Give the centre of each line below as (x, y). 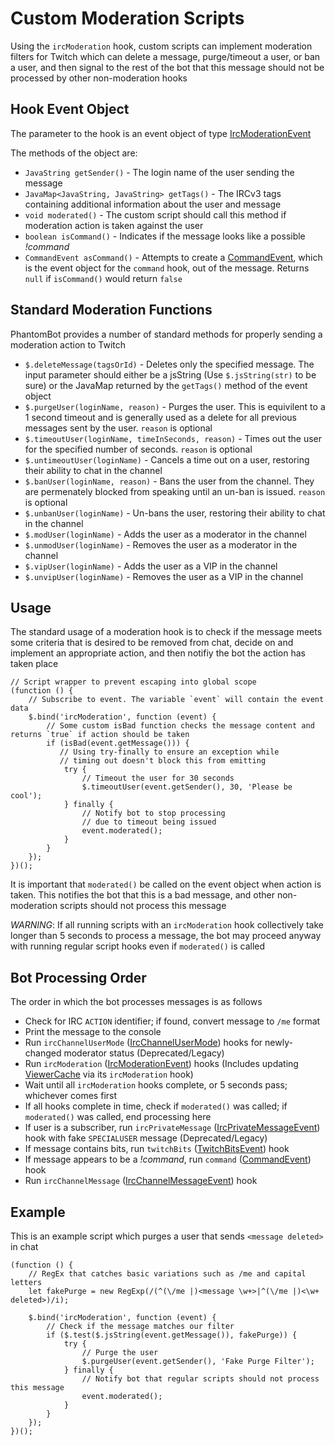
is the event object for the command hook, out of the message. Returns (167, 268)
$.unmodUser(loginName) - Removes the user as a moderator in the (161, 544)
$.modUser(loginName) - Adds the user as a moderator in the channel (165, 534)
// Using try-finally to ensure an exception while (169, 752)
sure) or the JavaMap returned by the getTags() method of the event (166, 385)
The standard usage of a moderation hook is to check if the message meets (166, 632)
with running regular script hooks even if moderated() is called (138, 946)
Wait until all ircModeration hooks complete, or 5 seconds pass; (156, 1085)
